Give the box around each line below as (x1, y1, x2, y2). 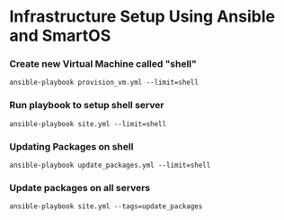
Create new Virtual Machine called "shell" (9, 58, 198, 70)
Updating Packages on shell (9, 140, 134, 152)
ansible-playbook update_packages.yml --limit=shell (9, 160, 211, 170)
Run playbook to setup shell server (9, 99, 164, 112)
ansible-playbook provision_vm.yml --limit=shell (9, 78, 200, 87)
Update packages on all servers (9, 182, 151, 194)
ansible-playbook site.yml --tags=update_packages (9, 202, 203, 211)
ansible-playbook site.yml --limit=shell (9, 119, 167, 128)
